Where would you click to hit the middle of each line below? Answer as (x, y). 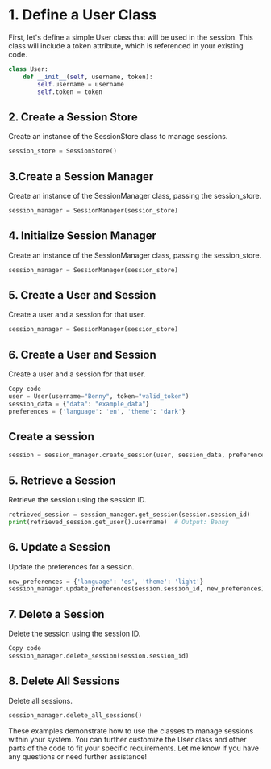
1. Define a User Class (83, 15)
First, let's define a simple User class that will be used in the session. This (131, 37)
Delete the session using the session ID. (75, 634)
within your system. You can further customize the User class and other (127, 739)
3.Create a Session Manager (81, 176)
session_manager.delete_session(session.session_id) (99, 656)
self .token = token (70, 92)
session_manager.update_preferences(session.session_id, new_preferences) (137, 589)
